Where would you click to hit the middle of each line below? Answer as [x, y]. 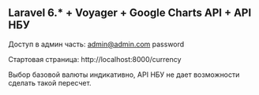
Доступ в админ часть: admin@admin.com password [96, 44]
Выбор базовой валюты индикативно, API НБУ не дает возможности [124, 75]
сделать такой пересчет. [50, 82]
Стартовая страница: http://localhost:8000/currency [95, 59]
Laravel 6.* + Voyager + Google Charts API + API [130, 13]
